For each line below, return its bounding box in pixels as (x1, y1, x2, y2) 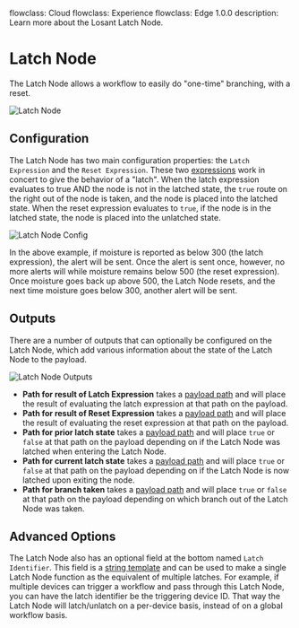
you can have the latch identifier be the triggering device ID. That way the (9, 591, 280, 602)
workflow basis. (9, 610, 68, 621)
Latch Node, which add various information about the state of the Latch (9, 345, 273, 355)
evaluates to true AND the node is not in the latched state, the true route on (9, 183, 288, 194)
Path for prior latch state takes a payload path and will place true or (21, 426, 276, 438)
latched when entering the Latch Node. (21, 446, 167, 457)
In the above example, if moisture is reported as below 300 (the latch (9, 247, 264, 257)
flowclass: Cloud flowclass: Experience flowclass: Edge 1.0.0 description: (9, 8, 279, 18)
